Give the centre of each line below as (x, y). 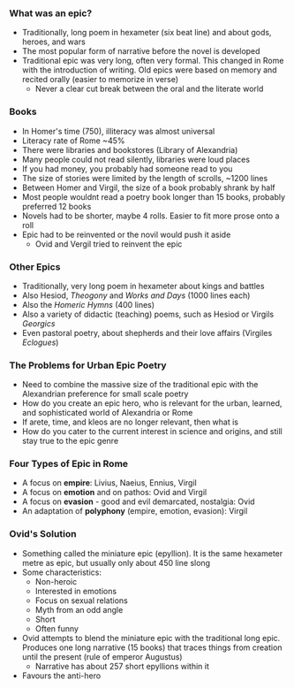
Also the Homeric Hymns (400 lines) (88, 304)
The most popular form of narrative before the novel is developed (141, 51)
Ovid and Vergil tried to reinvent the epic (109, 244)
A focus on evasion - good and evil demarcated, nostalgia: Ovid (138, 501)
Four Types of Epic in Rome (69, 464)
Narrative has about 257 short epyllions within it (122, 666)
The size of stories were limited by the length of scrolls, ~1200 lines (145, 178)
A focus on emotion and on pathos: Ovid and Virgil (114, 493)
